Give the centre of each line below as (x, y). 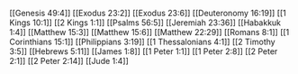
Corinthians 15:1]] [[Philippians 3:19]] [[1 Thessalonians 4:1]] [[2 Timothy (143, 42)
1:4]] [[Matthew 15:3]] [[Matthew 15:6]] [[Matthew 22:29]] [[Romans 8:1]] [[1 (149, 32)
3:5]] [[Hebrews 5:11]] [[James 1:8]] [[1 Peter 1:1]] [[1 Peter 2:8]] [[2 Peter (144, 51)
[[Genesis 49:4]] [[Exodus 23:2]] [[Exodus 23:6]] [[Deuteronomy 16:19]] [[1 (148, 13)
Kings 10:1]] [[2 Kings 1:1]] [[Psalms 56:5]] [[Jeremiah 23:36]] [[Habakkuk (145, 23)
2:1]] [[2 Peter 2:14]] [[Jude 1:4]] (69, 61)
